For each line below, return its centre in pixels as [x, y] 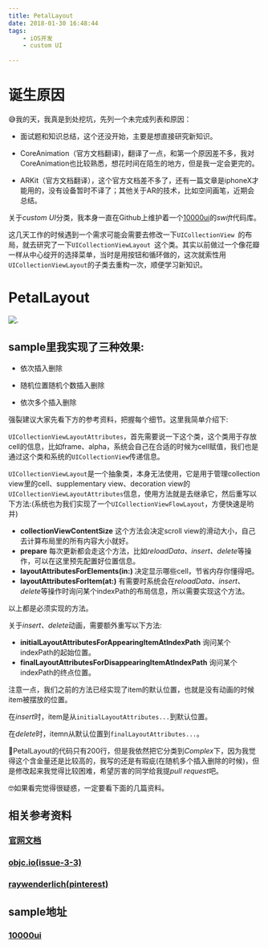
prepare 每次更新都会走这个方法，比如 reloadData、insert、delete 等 [132, 550]
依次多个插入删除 [48, 402]
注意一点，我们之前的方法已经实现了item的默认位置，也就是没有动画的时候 [132, 689]
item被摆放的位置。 [40, 699]
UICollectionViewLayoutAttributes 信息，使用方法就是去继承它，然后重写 [129, 493]
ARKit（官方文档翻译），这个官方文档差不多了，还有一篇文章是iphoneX [136, 180]
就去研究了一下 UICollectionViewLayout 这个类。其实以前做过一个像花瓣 [141, 244]
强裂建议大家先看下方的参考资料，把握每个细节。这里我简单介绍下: [118, 419]
